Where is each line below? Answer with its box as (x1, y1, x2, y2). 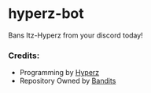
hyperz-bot (8, 5, 84, 23)
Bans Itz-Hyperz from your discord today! (8, 30, 143, 40)
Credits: (8, 50, 40, 61)
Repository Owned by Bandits (19, 76, 116, 86)
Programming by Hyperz (19, 68, 100, 77)
